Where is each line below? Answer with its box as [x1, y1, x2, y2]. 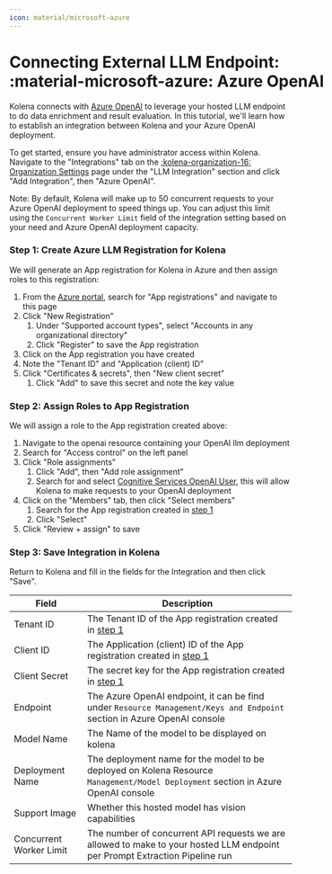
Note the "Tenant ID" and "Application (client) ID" [22, 358, 205, 369]
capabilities [86, 813, 136, 825]
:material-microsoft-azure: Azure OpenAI [9, 71, 325, 91]
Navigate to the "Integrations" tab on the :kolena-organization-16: [9, 156, 251, 167]
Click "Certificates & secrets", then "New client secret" [22, 368, 225, 379]
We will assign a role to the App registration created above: [9, 420, 228, 432]
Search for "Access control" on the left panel [22, 447, 188, 459]
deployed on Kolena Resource [86, 764, 214, 777]
